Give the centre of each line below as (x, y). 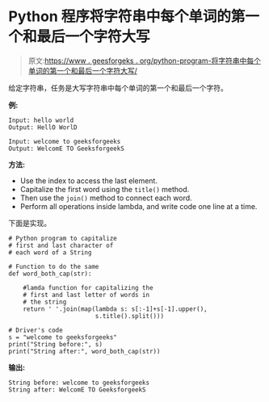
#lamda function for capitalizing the (88, 287)
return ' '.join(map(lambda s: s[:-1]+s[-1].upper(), (115, 309)
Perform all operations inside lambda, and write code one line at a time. (139, 206)
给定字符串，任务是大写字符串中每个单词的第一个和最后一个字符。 (118, 88)
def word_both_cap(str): (50, 274)
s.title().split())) (129, 316)
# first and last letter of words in (86, 295)
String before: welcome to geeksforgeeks (79, 383)
